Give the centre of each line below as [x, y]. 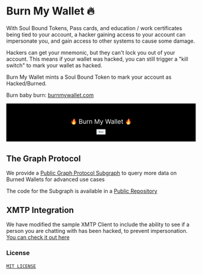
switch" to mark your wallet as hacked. [54, 65]
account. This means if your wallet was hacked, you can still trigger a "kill [97, 59]
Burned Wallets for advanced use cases [56, 179]
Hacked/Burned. [26, 83]
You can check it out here [38, 237]
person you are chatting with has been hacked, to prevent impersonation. [97, 230]
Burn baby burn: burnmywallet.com [50, 95]
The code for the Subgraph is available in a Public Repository [82, 191]
